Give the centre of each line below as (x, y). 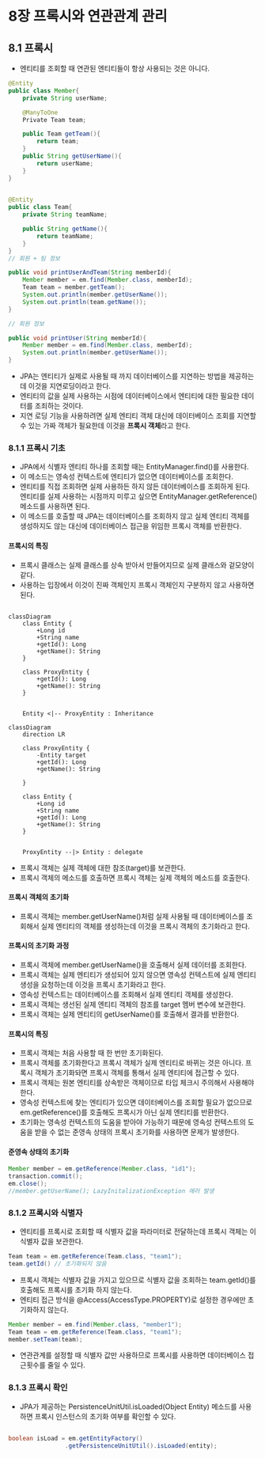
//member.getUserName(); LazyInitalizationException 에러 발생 (112, 1191)
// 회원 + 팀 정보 (34, 258)
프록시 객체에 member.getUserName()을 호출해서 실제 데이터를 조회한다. (133, 964)
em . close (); (28, 1184)
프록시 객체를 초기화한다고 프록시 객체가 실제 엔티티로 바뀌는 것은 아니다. (131, 1063)
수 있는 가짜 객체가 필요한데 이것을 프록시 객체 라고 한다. (105, 425)
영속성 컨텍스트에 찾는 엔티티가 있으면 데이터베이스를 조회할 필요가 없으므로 (136, 1103)
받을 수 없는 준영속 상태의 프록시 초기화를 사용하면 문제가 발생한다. (137, 1132)
